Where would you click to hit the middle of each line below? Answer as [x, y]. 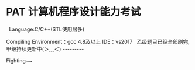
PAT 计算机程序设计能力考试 [73, 12]
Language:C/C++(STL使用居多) [47, 29]
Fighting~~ [19, 60]
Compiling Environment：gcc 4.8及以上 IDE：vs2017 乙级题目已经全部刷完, [98, 41]
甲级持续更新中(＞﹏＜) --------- [45, 49]
